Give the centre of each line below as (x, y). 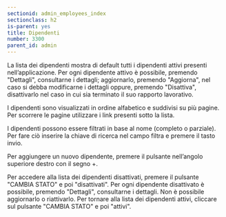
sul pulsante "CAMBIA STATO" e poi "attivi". (69, 206)
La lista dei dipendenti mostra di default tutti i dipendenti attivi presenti (107, 65)
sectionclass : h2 (32, 20)
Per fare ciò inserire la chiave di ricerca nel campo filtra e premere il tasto (111, 136)
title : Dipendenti (33, 33)
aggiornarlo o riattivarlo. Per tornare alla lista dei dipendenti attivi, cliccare (112, 199)
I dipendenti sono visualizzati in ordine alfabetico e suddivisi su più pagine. (113, 108)
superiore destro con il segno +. (53, 164)
